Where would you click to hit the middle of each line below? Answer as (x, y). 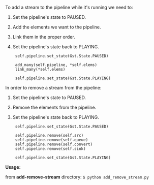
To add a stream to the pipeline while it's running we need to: (69, 7)
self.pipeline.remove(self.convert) (54, 144)
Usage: (13, 167)
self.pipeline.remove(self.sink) (50, 149)
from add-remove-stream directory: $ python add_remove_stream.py (77, 177)
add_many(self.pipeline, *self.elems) (56, 65)
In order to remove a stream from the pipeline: (53, 88)
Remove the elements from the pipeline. (54, 107)
